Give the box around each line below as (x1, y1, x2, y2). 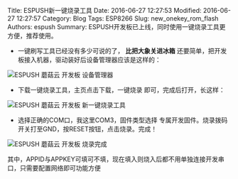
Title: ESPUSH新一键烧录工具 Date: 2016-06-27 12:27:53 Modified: (7, 6, 202, 14)
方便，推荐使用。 (7, 31, 58, 40)
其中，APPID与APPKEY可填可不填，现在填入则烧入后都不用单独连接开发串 (7, 155, 225, 163)
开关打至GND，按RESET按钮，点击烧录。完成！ (17, 125, 158, 133)
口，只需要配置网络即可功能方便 (7, 164, 101, 172)
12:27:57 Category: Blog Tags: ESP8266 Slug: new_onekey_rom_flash (16, 14, 219, 23)
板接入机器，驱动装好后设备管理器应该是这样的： (17, 55, 161, 64)
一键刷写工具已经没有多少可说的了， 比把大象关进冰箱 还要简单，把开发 (17, 47, 227, 55)
